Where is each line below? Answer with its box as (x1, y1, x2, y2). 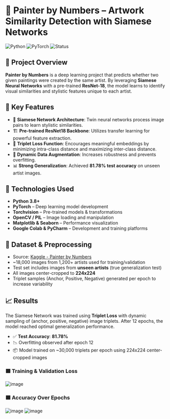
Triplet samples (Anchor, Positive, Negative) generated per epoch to (12, 276, 156, 282)
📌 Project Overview (5, 58, 68, 67)
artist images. (12, 170, 42, 176)
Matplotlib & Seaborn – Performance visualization (12, 220, 118, 226)
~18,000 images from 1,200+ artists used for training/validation (12, 259, 145, 266)
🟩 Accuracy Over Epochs (5, 394, 70, 401)
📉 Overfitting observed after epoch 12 (12, 340, 93, 345)
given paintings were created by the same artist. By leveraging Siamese (5, 77, 157, 83)
